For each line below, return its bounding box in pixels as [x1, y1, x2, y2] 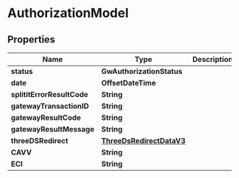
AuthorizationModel [7, 5, 129, 21]
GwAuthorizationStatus [101, 66, 183, 76]
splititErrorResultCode [11, 90, 89, 99]
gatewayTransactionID [11, 101, 90, 111]
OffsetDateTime [101, 78, 156, 88]
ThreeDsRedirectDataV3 [101, 136, 186, 145]
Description [192, 55, 233, 64]
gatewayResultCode [11, 112, 82, 122]
